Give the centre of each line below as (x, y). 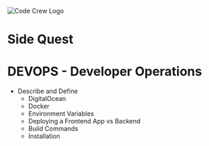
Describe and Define (47, 91)
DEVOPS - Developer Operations (105, 72)
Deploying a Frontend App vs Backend (84, 121)
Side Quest (40, 39)
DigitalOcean (47, 99)
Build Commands (53, 129)
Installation (44, 136)
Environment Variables (61, 114)
